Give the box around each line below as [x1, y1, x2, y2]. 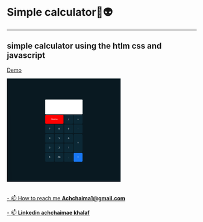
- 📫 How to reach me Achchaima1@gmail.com [7, 195, 126, 202]
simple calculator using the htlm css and [7, 41, 162, 51]
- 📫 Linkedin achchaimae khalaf [7, 209, 90, 217]
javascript [7, 50, 46, 61]
